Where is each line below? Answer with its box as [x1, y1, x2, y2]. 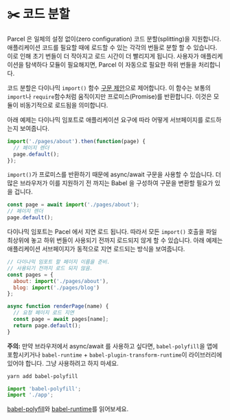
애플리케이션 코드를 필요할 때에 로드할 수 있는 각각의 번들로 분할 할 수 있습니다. [7, 43, 218, 52]
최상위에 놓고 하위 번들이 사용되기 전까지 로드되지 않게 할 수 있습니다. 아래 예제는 [7, 236, 223, 244]
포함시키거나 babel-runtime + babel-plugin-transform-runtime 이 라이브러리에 [7, 350, 222, 359]
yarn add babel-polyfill [7, 372, 78, 379]
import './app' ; [7, 392, 54, 399]
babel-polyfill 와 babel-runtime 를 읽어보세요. [7, 405, 129, 413]
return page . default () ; [13, 322, 81, 329]
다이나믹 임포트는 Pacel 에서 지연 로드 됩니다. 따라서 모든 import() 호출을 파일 [7, 228, 218, 236]
